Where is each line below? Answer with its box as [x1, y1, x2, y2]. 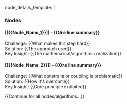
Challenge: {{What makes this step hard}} [5, 40, 90, 47]
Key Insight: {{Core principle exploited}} [5, 84, 87, 90]
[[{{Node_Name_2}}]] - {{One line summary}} [5, 62, 102, 68]
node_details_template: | [5, 5, 55, 10]
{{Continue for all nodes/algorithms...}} [5, 93, 85, 99]
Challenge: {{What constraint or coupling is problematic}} [5, 73, 123, 79]
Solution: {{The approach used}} [5, 46, 72, 52]
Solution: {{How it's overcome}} [5, 78, 70, 84]
